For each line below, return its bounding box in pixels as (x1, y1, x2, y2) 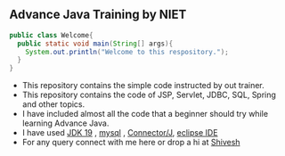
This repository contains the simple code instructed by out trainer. (21, 80, 265, 91)
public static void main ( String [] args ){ (17, 39, 174, 48)
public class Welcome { (9, 30, 94, 39)
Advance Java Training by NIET (9, 7, 187, 22)
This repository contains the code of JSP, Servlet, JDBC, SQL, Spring (21, 89, 276, 101)
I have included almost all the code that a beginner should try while (21, 109, 269, 119)
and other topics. (21, 99, 85, 110)
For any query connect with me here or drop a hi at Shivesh (21, 137, 240, 148)
